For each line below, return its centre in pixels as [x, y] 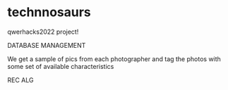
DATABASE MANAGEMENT [47, 45]
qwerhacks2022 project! [43, 32]
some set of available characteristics [61, 66]
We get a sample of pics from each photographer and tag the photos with [114, 59]
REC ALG [20, 80]
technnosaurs [49, 12]
